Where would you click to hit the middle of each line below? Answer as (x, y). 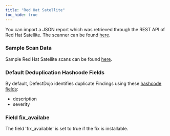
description (25, 99)
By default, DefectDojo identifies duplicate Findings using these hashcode (83, 84)
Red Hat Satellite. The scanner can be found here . (58, 35)
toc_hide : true (22, 15)
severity (21, 104)
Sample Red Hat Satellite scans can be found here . (59, 59)
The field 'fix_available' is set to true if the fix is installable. (67, 129)
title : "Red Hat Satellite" (35, 10)
